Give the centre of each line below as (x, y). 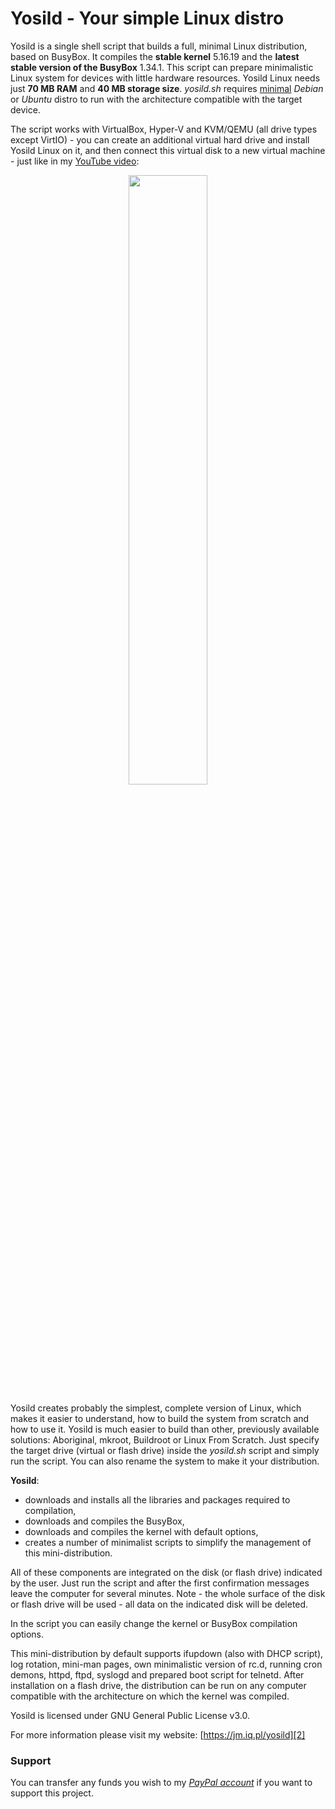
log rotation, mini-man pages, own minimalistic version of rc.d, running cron (166, 1664)
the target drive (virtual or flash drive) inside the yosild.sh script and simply (165, 1450)
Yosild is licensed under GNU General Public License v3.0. (130, 1715)
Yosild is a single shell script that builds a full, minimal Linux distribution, (159, 46)
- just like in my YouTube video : (75, 161)
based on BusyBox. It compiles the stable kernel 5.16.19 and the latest (155, 56)
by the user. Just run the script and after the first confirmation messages (160, 1583)
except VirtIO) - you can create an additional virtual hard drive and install (160, 139)
